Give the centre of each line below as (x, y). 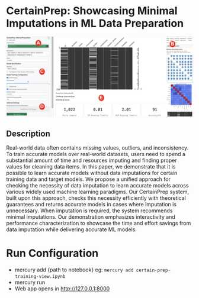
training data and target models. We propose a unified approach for (88, 179)
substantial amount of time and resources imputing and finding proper (92, 160)
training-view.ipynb (40, 277)
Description (28, 133)
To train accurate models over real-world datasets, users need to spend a (96, 154)
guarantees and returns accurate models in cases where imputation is (91, 205)
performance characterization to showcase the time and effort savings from (99, 223)
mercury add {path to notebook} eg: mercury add (74, 270)
